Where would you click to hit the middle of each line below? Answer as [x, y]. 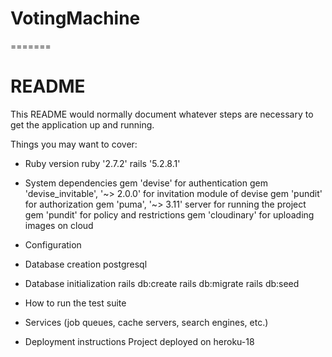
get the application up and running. [82, 124]
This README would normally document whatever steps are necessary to [162, 114]
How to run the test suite [75, 303]
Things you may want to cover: [74, 144]
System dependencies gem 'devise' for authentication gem [146, 183]
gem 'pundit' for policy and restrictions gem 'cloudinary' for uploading [169, 214]
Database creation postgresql [86, 264]
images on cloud [59, 225]
